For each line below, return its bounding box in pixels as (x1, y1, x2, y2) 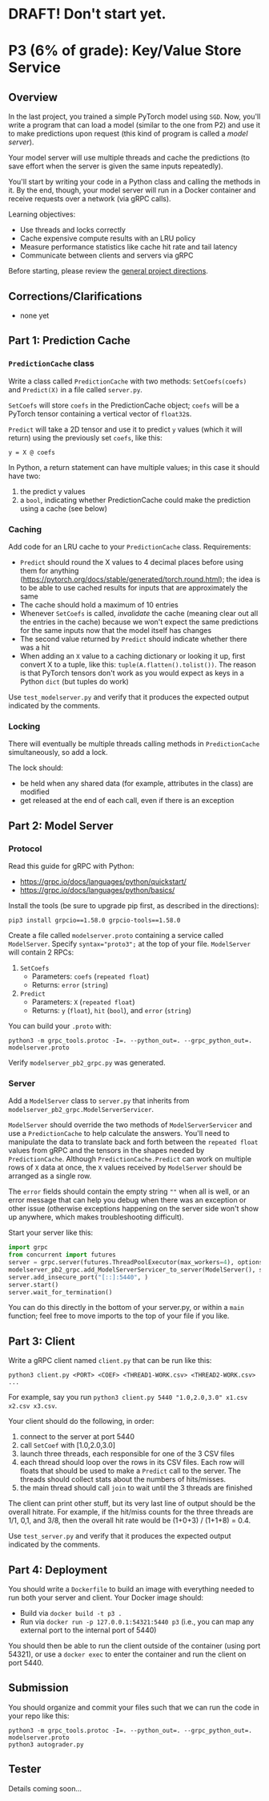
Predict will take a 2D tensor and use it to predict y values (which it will (8, 424, 243, 434)
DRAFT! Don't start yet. (8, 5, 167, 23)
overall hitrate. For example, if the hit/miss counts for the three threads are (8, 1507, 254, 1517)
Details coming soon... (8, 1783, 82, 1793)
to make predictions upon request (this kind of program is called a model (8, 129, 248, 139)
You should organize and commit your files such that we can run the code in (8, 1702, 259, 1712)
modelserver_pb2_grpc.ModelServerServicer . (8, 1105, 155, 1114)
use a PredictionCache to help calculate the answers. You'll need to (8, 1129, 230, 1138)
